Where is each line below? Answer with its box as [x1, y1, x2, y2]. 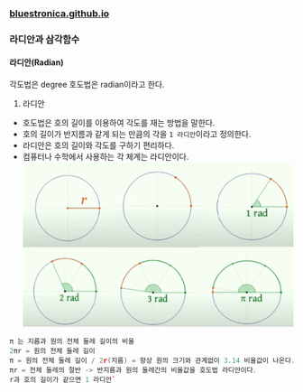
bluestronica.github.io [9, 7, 110, 20]
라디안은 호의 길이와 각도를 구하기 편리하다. [22, 140, 175, 151]
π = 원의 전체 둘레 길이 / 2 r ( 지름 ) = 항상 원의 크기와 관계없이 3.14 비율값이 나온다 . [9, 356, 296, 365]
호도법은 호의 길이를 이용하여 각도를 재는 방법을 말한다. [22, 117, 216, 128]
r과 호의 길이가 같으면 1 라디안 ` [9, 375, 116, 384]
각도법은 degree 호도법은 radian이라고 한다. [9, 79, 165, 90]
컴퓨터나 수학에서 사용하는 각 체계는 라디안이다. [22, 152, 189, 163]
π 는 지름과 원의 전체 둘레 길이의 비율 [9, 337, 135, 346]
